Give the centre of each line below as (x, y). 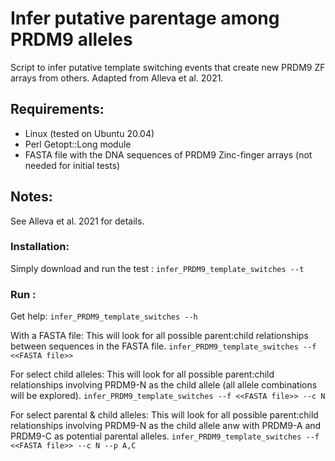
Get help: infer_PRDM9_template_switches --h (104, 316)
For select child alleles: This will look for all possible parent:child (142, 374)
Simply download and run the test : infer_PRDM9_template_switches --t (157, 268)
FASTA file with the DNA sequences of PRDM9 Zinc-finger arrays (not (168, 154)
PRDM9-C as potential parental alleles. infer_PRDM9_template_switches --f (165, 436)
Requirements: (57, 109)
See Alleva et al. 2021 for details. (77, 221)
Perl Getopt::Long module (78, 144)
